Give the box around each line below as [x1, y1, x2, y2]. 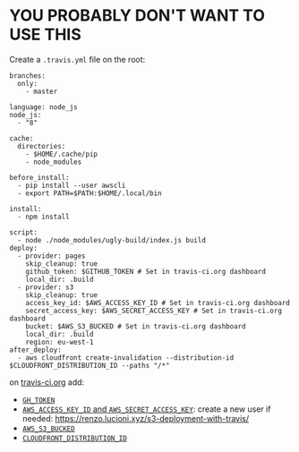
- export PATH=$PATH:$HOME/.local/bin [17, 189, 163, 198]
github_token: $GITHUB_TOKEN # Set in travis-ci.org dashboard [25, 267, 267, 276]
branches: [9, 71, 47, 81]
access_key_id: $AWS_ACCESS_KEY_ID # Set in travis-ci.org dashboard [25, 298, 291, 307]
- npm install [17, 212, 70, 221]
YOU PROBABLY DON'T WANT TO [9, 5, 266, 26]
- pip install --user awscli [17, 181, 126, 190]
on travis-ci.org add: [9, 377, 85, 388]
